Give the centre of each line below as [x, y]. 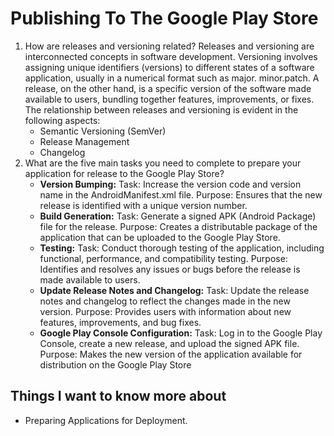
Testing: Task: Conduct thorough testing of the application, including [182, 248]
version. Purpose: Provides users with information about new [165, 311]
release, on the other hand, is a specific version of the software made [168, 88]
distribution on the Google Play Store [115, 364]
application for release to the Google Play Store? [124, 173]
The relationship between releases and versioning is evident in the [161, 109]
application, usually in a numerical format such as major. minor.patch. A [172, 78]
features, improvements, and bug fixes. [120, 322]
